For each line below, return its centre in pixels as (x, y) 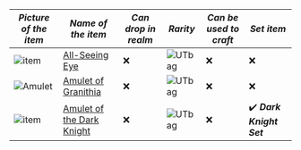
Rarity (182, 29)
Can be (223, 17)
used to (223, 29)
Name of (88, 23)
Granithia (82, 92)
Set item (268, 29)
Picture (34, 17)
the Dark (81, 120)
